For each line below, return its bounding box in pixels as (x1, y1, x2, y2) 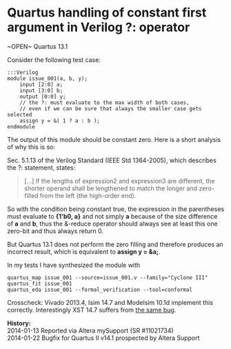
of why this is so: (7, 143, 55, 151)
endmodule (7, 123, 36, 130)
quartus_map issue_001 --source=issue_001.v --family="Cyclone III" (7, 274, 208, 281)
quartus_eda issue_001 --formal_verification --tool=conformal (7, 286, 193, 293)
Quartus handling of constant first (7, 5, 207, 21)
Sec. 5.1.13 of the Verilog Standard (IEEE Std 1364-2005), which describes (7, 156, 217, 164)
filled (23, 191, 39, 199)
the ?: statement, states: (7, 163, 76, 172)
